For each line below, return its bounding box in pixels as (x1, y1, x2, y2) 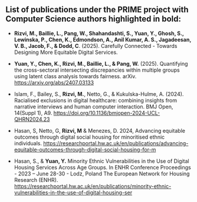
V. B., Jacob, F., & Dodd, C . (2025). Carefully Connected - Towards (14, 42, 178, 49)
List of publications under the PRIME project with (5, 5, 189, 15)
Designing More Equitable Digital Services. (14, 49, 119, 56)
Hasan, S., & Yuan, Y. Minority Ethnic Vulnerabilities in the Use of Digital (14, 157, 189, 165)
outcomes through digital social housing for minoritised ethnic (14, 133, 165, 140)
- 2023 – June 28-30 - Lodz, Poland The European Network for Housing (14, 170, 190, 177)
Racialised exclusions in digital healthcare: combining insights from (14, 97, 178, 104)
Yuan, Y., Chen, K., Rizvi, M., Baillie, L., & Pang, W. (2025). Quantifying (14, 60, 188, 67)
